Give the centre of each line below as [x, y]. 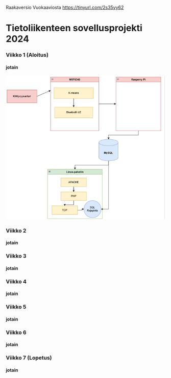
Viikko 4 [16, 281]
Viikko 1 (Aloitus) [27, 55]
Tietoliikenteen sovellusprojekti [74, 28]
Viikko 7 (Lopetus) [29, 358]
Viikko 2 [16, 230]
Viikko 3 [16, 256]
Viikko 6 [16, 332]
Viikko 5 [16, 307]
